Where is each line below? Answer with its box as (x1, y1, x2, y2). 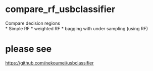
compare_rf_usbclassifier (5, 4, 116, 15)
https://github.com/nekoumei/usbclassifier (5, 59, 94, 66)
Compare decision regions (5, 20, 61, 26)
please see (5, 43, 52, 55)
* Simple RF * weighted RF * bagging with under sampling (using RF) (5, 25, 148, 31)
